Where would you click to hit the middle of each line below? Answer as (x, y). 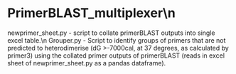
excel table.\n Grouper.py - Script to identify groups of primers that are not (117, 40)
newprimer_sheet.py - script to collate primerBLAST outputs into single (111, 33)
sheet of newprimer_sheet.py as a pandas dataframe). (87, 63)
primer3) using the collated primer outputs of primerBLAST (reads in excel (116, 55)
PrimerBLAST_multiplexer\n (91, 13)
